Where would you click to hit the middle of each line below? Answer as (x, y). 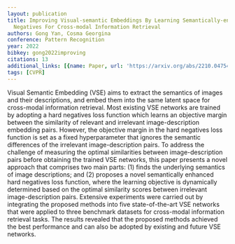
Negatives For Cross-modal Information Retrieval (87, 27)
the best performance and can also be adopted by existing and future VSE (114, 226)
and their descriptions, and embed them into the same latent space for (109, 100)
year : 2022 (23, 46)
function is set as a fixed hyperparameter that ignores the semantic (104, 137)
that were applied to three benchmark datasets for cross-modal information (116, 212)
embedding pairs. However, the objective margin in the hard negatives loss (115, 130)
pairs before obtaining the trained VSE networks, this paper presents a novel (117, 159)
